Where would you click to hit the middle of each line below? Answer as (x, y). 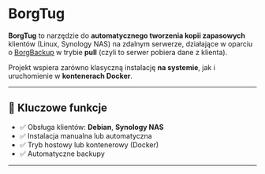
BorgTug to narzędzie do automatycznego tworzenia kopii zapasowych (127, 35)
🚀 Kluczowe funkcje (58, 108)
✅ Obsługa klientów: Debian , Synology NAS (91, 127)
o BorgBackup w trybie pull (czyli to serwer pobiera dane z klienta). (118, 52)
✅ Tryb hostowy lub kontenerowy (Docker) (89, 144)
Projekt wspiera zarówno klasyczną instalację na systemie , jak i (112, 67)
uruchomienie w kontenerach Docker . (70, 76)
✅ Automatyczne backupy (62, 154)
